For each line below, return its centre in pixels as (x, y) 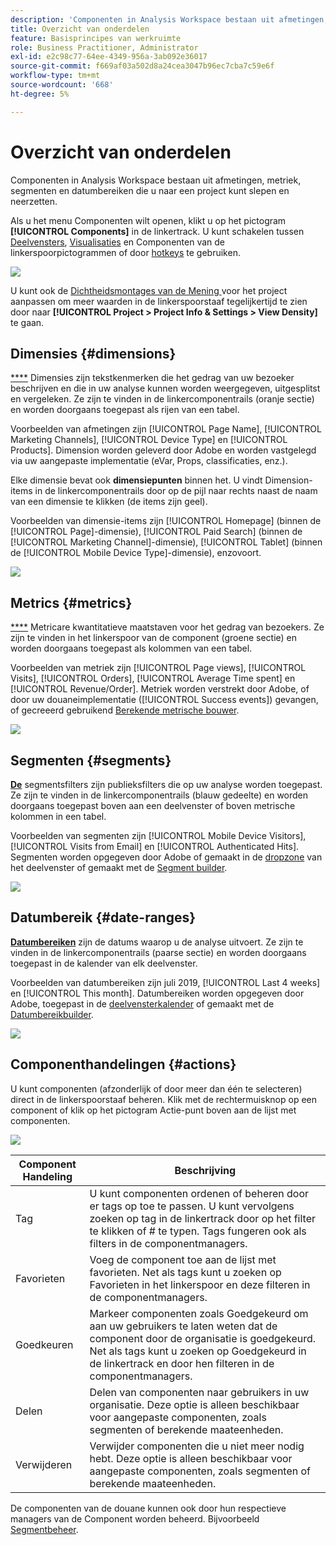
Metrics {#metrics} (71, 602)
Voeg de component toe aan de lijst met (183, 1259)
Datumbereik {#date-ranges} (103, 917)
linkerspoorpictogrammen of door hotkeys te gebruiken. (125, 252)
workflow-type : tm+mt (55, 76)
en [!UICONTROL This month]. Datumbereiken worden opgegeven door (157, 993)
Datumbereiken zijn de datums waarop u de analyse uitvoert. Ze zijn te (157, 942)
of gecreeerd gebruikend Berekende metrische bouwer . (125, 710)
